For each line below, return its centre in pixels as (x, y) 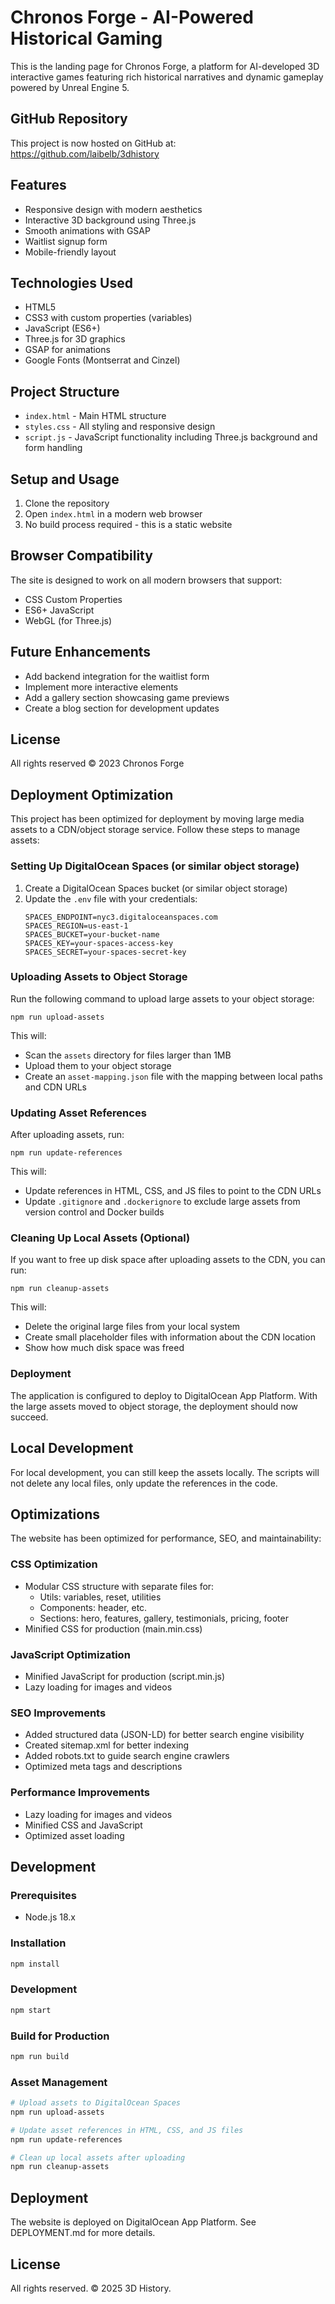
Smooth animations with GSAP (87, 230)
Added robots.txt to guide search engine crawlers (127, 1756)
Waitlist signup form (66, 241)
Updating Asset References (78, 1113)
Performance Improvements (80, 1793)
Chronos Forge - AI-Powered (132, 17)
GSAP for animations (67, 350)
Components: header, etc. (93, 1607)
